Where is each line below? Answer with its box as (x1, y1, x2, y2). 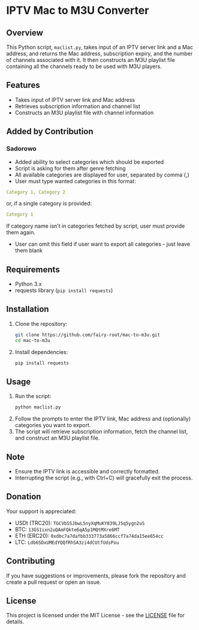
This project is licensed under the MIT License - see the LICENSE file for (6, 612, 185, 619)
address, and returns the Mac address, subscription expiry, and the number (6, 50, 193, 57)
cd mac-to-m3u (14, 337, 50, 343)
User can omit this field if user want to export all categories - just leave (14, 240, 191, 248)
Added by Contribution (6, 126, 94, 137)
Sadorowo (6, 145, 37, 153)
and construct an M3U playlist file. (14, 434, 100, 441)
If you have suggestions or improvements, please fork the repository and (6, 572, 186, 579)
